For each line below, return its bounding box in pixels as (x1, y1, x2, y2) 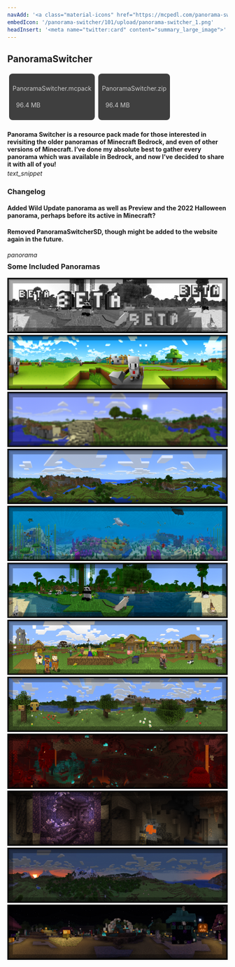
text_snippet (7, 169, 43, 177)
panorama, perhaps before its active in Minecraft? (7, 211, 156, 220)
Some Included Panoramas (7, 262, 101, 271)
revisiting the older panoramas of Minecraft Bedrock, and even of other (7, 137, 218, 146)
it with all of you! (7, 160, 57, 168)
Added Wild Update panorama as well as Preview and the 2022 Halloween (7, 204, 227, 212)
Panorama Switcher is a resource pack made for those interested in (7, 130, 207, 138)
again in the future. (7, 235, 64, 243)
